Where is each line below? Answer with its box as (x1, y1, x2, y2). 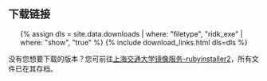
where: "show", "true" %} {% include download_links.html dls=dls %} (19, 37, 249, 47)
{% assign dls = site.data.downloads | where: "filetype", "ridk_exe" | (19, 29, 243, 38)
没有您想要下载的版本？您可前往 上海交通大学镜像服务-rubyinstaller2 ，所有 (8, 54, 253, 64)
